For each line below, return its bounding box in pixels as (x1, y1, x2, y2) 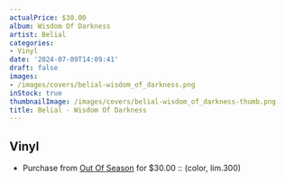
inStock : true (9, 88, 63, 97)
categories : (9, 38, 54, 48)
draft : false (9, 64, 59, 73)
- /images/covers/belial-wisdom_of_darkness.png (9, 80, 196, 89)
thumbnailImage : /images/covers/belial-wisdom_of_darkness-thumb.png (9, 96, 277, 106)
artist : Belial (9, 30, 67, 39)
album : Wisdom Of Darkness (9, 22, 111, 31)
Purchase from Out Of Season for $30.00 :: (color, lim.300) (22, 163, 242, 174)
